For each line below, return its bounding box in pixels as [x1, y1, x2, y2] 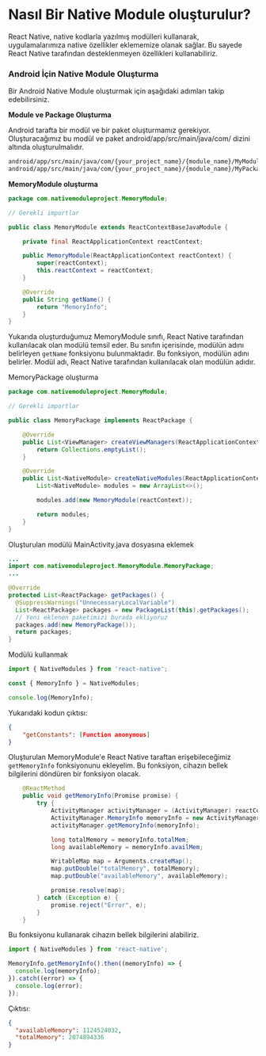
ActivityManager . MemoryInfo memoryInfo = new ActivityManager [50, 814, 260, 822]
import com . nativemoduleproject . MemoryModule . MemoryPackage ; [8, 562, 215, 570]
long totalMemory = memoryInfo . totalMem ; [50, 836, 190, 844]
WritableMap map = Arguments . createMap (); [50, 857, 193, 865]
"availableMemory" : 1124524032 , [15, 1026, 123, 1035]
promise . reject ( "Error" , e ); [50, 901, 147, 909]
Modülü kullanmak [8, 650, 69, 659]
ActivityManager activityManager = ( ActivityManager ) [50, 806, 232, 815]
